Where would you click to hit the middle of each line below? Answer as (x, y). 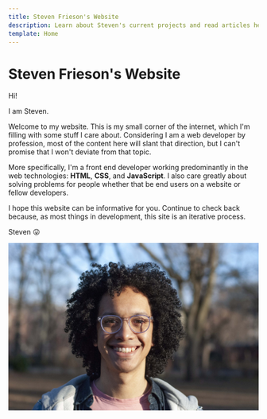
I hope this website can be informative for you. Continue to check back (124, 208)
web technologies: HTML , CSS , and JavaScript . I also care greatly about (128, 176)
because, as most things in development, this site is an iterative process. (127, 217)
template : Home (33, 33)
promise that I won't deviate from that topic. (80, 152)
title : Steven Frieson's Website (64, 17)
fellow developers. (39, 193)
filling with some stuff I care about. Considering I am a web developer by (127, 135)
